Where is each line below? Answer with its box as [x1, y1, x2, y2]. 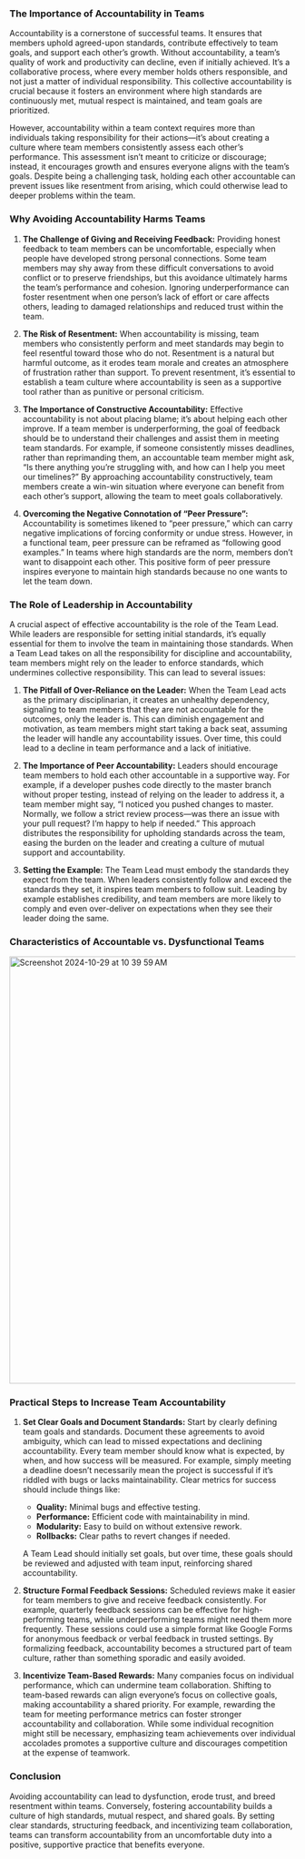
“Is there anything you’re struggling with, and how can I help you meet [22, 461, 286, 472]
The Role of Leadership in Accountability [9, 598, 193, 611]
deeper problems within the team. [9, 190, 136, 202]
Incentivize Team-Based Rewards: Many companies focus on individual [22, 1670, 295, 1681]
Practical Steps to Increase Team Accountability [9, 1396, 227, 1409]
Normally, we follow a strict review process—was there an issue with [22, 808, 280, 819]
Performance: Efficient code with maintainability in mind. [35, 1511, 251, 1522]
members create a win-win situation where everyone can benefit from [22, 480, 284, 492]
